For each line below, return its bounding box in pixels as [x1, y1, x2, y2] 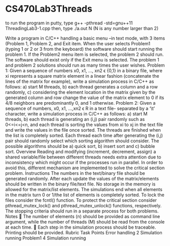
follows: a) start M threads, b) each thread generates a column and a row [5, 83, 158, 89]
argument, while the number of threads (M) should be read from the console [5, 219, 165, 225]
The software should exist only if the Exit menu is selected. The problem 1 [5, 56, 159, 63]
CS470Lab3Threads [5, 3, 92, 15]
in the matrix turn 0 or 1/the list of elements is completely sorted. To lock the [5, 192, 165, 198]
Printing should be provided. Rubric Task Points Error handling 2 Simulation [5, 229, 162, 235]
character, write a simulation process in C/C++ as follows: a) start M [5, 110, 148, 117]
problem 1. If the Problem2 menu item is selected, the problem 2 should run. [5, 51, 164, 57]
